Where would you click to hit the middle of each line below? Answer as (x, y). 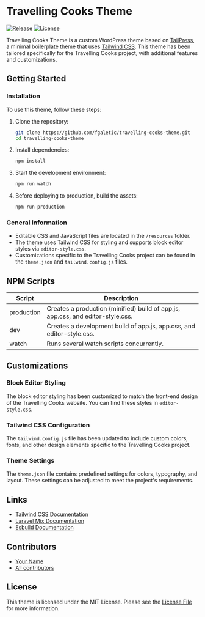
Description (121, 298)
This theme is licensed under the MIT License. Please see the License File (99, 602)
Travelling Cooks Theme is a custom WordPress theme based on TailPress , (101, 40)
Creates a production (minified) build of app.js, (113, 309)
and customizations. (32, 59)
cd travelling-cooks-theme (49, 138)
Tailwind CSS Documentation (52, 514)
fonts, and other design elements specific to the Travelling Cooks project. (99, 445)
